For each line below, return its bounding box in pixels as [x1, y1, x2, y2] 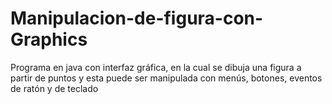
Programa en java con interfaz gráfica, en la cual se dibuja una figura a [10, 61, 302, 73]
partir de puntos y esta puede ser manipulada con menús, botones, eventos [10, 72, 323, 84]
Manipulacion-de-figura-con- [10, 7, 264, 30]
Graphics [10, 28, 88, 51]
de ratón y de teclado [10, 82, 99, 94]
